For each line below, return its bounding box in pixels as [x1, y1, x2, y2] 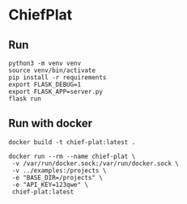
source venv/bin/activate [8, 66, 96, 74]
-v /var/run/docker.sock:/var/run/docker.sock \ [11, 159, 180, 168]
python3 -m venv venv [8, 59, 82, 67]
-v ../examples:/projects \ [11, 166, 107, 175]
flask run [8, 95, 42, 103]
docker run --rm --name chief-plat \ [8, 152, 136, 160]
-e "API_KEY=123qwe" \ [11, 181, 89, 189]
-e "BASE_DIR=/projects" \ [11, 173, 104, 181]
